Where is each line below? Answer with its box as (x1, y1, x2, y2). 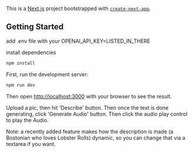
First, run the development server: (6, 70, 89, 78)
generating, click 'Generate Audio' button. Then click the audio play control (6, 110, 188, 117)
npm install (6, 60, 35, 66)
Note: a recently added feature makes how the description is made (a (6, 128, 174, 135)
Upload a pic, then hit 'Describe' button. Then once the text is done (6, 104, 169, 111)
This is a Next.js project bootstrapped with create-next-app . (6, 5, 151, 12)
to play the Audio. (6, 117, 49, 124)
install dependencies (6, 49, 56, 56)
